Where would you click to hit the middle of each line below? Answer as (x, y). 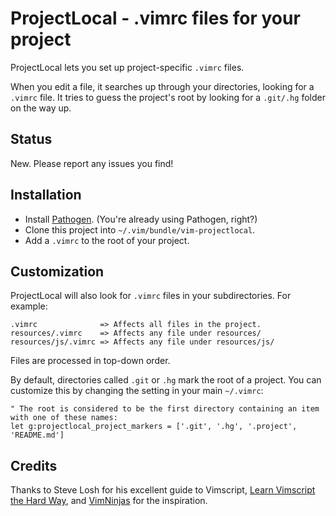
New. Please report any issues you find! (92, 163)
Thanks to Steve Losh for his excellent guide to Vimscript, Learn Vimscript (163, 490)
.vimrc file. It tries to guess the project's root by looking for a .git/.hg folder (168, 97)
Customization (57, 271)
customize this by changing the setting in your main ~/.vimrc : (137, 391)
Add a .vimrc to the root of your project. (107, 240)
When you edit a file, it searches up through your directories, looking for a (162, 86)
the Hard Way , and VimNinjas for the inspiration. (109, 501)
